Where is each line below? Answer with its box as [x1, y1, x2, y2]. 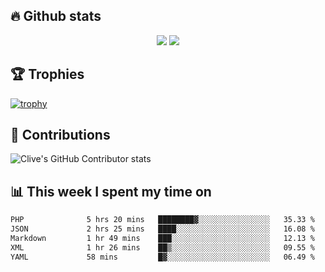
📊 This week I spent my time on [10, 183, 212, 200]
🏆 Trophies [10, 66, 85, 83]
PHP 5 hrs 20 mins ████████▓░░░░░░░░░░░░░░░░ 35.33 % [10, 215, 315, 225]
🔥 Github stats [10, 8, 102, 25]
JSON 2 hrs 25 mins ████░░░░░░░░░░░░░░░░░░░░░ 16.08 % [10, 224, 315, 234]
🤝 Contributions [10, 127, 111, 144]
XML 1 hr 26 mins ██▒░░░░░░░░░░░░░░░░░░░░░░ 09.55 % [10, 242, 315, 253]
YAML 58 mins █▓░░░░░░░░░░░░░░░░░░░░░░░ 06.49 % [10, 252, 315, 262]
